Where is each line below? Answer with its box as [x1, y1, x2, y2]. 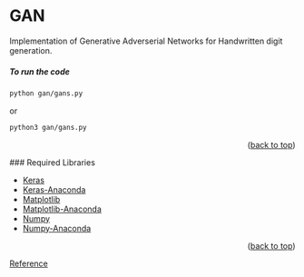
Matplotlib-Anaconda [22, 203, 103, 214]
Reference [9, 258, 48, 269]
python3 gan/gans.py [9, 123, 88, 132]
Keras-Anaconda [22, 183, 86, 195]
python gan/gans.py [9, 88, 83, 98]
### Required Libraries [9, 156, 95, 168]
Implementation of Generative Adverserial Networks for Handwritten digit [9, 35, 283, 46]
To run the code [9, 65, 70, 77]
